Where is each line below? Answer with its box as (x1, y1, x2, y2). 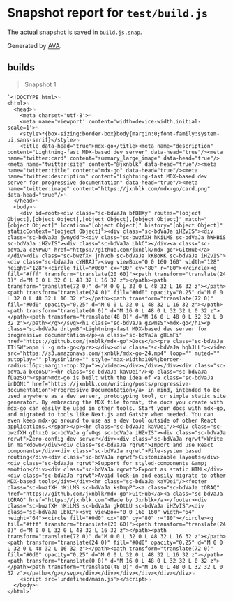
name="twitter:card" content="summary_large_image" (7, 155, 160, 162)
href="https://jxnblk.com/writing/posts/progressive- (32, 380, 192, 388)
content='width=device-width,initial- (88, 118, 201, 125)
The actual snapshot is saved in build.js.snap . (7, 28, 142, 36)
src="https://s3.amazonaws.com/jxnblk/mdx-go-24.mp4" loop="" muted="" (7, 350, 220, 357)
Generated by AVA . (7, 41, 62, 50)
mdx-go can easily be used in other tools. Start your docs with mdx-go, (7, 404, 227, 412)
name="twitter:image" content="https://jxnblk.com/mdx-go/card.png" (7, 185, 211, 192)
